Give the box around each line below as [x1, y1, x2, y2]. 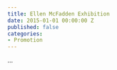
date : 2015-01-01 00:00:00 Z [7, 17, 94, 24]
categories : [7, 30, 43, 37]
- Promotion [7, 37, 43, 44]
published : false [7, 23, 59, 30]
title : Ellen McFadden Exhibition [7, 10, 111, 18]
